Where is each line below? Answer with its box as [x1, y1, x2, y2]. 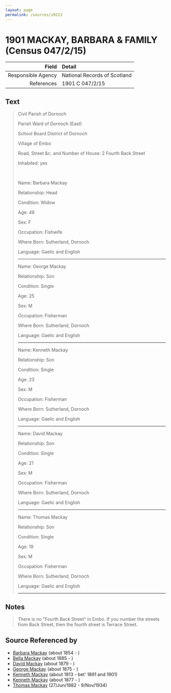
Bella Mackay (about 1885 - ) [12, 655, 73, 661]
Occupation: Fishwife [17, 229, 63, 235]
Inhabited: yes [17, 160, 48, 166]
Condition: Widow [17, 199, 55, 206]
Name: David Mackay [17, 431, 63, 437]
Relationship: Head [17, 190, 58, 196]
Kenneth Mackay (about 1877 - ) [12, 677, 80, 683]
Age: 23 [17, 377, 35, 383]
